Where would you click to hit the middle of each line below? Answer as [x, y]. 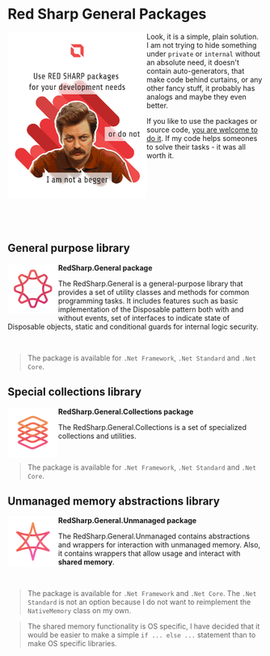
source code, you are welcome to [202, 130]
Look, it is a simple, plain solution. [203, 36]
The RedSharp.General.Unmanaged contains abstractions [154, 536]
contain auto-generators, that [196, 70]
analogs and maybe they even [197, 96]
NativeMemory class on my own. [79, 611]
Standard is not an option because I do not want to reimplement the [139, 602]
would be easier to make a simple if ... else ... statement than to [141, 635]
